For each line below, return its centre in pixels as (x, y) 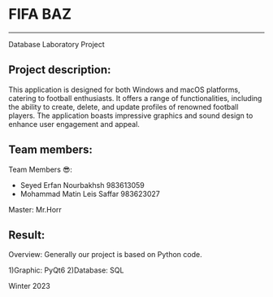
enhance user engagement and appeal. (74, 124)
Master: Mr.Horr (35, 209)
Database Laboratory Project (57, 44)
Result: (27, 235)
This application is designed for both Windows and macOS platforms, (125, 90)
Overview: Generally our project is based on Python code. (105, 255)
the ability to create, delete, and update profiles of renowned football (123, 107)
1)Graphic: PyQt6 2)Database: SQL (66, 270)
